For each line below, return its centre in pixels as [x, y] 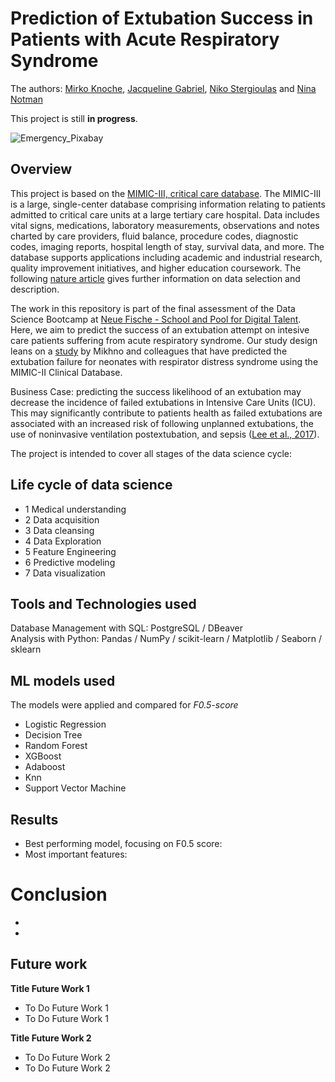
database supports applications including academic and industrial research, [166, 257]
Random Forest [56, 746]
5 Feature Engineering [70, 551]
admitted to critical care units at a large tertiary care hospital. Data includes [165, 214]
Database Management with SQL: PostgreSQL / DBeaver [127, 628]
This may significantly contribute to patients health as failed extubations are [166, 413]
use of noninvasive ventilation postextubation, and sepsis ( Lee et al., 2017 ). [165, 434]
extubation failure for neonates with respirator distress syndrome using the [164, 361]
